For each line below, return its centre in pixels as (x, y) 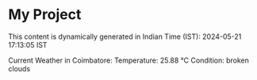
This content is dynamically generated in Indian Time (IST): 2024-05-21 (125, 36)
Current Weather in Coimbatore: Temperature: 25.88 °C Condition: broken (129, 60)
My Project (45, 15)
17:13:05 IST (28, 44)
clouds (19, 68)
